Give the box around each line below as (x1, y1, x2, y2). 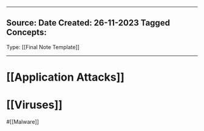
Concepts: (6, 27, 47, 38)
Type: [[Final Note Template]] (6, 43, 80, 50)
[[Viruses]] (6, 98, 63, 112)
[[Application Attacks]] (6, 70, 124, 84)
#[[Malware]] (6, 118, 39, 125)
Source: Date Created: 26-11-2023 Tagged (6, 18, 170, 28)
